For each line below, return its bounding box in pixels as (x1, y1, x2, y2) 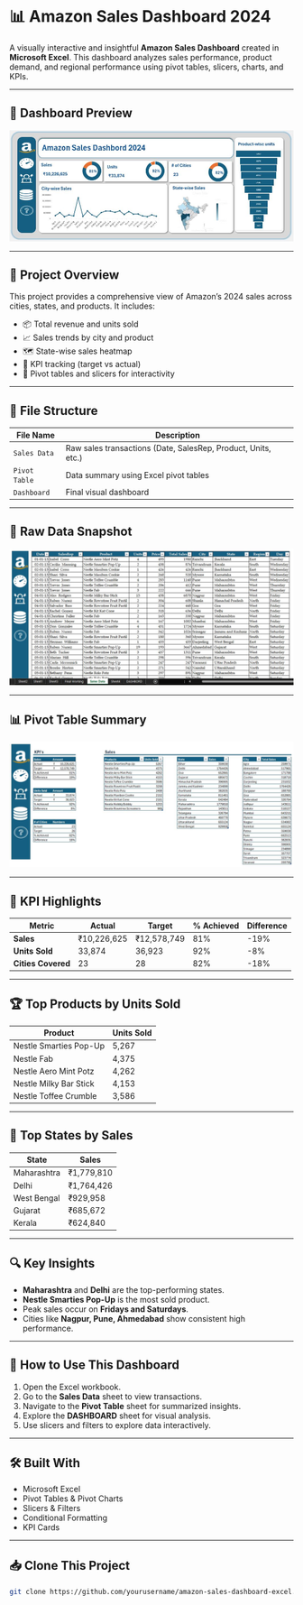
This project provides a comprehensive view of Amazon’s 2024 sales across (9, 291, 293, 302)
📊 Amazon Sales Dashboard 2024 (9, 6, 271, 27)
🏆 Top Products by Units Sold (9, 997, 181, 1012)
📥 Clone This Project (9, 1557, 131, 1573)
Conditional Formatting (22, 1512, 108, 1524)
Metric (29, 920, 55, 931)
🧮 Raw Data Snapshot (9, 524, 133, 540)
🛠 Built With (9, 1455, 81, 1471)
